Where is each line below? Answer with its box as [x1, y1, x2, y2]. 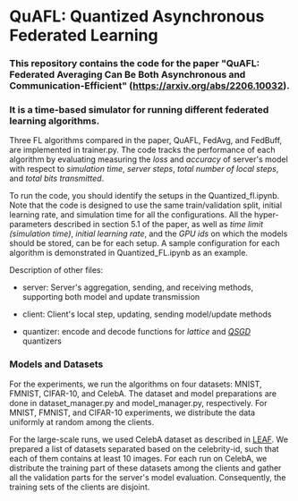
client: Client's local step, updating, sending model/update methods [21, 309, 272, 319]
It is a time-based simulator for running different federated [9, 104, 269, 116]
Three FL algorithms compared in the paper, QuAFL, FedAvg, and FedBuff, [9, 135, 283, 146]
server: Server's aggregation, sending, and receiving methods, [21, 282, 254, 293]
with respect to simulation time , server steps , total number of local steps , [9, 164, 279, 174]
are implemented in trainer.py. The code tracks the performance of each [9, 145, 276, 156]
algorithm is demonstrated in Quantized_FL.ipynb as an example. [9, 248, 249, 259]
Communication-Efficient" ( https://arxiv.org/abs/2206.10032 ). [9, 80, 290, 92]
